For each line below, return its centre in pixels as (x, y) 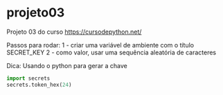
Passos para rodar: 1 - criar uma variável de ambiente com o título (100, 45)
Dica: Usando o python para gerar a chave (67, 65)
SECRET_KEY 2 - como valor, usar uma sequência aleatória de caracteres (111, 52)
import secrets (28, 78)
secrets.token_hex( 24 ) (39, 85)
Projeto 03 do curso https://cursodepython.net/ (74, 32)
